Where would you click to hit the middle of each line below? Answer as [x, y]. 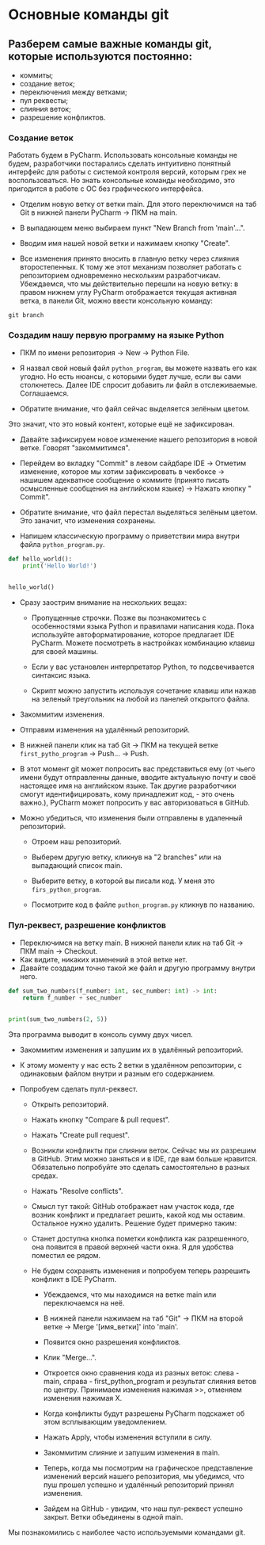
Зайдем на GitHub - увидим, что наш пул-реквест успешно [143, 1509]
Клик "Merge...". [70, 1358]
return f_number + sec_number [72, 998]
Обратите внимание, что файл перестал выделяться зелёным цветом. [138, 512]
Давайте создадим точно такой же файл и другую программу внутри [137, 968]
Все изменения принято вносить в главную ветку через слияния [129, 258]
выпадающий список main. [77, 866]
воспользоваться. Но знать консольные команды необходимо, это [122, 181]
